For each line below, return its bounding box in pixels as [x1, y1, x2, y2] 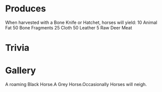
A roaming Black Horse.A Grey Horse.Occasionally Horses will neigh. [5, 82, 147, 88]
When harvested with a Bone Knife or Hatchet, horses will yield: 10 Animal [5, 19, 157, 25]
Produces [5, 3, 46, 14]
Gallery [5, 65, 36, 76]
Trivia [5, 42, 29, 54]
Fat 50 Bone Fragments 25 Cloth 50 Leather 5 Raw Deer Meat [5, 24, 132, 30]
